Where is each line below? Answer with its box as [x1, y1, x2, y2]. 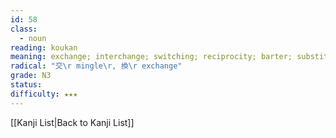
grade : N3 [10, 71, 52, 81]
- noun [19, 33, 47, 43]
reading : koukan [10, 42, 78, 53]
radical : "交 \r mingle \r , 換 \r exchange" [10, 61, 183, 71]
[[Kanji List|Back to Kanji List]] [10, 116, 135, 128]
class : [10, 24, 38, 34]
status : [10, 80, 43, 90]
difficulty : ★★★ [10, 89, 78, 99]
